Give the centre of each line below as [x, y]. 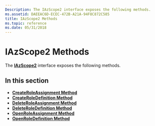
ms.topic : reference [26, 23]
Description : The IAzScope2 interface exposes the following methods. [78, 10]
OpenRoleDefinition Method [41, 118]
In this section [27, 81]
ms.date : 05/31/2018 [26, 28]
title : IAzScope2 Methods [31, 19]
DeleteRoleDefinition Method [42, 108]
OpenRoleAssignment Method [43, 113]
